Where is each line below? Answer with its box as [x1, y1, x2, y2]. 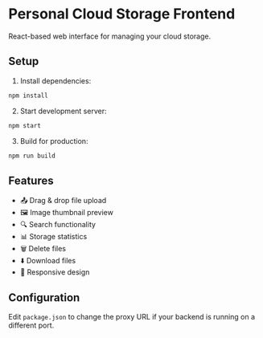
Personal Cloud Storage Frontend [8, 5, 236, 23]
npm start [8, 121, 42, 129]
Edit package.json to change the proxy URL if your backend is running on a [8, 312, 256, 321]
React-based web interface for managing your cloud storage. [8, 31, 212, 41]
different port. [8, 320, 55, 330]
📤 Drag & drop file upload [19, 196, 107, 206]
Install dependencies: [19, 75, 92, 85]
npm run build [8, 152, 56, 160]
